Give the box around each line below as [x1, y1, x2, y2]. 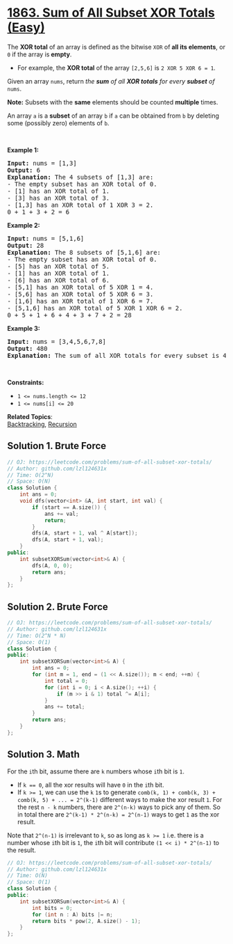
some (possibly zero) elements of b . [7, 118, 110, 127]
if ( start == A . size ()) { [32, 503, 107, 511]
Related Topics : [7, 412, 53, 420]
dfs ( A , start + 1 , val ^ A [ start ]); [32, 530, 138, 537]
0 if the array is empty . [7, 50, 72, 58]
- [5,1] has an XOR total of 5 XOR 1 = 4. [7, 283, 154, 291]
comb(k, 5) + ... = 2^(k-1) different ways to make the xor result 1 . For [17, 795, 223, 803]
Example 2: [7, 221, 40, 229]
